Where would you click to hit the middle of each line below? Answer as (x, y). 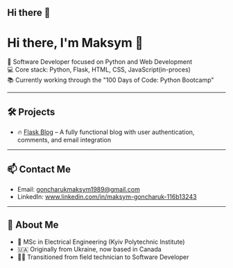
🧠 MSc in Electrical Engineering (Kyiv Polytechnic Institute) (101, 242)
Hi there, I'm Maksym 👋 (75, 43)
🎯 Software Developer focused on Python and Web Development (100, 62)
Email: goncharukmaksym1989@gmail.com (78, 189)
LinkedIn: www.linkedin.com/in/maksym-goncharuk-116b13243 (107, 196)
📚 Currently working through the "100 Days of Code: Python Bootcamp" (111, 80)
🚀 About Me (33, 225)
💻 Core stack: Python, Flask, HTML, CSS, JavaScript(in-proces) (99, 69)
